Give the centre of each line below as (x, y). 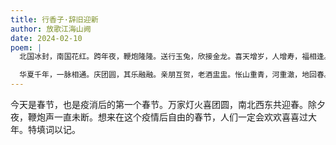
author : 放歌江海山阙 (51, 29)
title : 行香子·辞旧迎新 (54, 19)
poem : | (26, 47)
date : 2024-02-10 (46, 38)
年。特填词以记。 (45, 129)
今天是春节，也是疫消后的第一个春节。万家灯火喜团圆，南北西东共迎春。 (159, 104)
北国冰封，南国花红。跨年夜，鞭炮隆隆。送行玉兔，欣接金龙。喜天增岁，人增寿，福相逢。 (175, 57)
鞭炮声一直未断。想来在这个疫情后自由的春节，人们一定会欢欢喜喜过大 (172, 117)
